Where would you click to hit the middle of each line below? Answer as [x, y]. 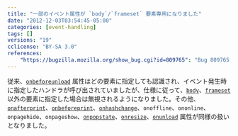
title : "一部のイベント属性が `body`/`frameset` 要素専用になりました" [104, 14]
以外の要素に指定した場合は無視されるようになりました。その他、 [103, 98]
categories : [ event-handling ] [52, 27]
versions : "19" [30, 40]
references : [25, 54]
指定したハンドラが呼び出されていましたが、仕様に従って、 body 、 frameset [122, 90]
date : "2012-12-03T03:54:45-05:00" [60, 21]
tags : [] [20, 34]
